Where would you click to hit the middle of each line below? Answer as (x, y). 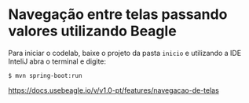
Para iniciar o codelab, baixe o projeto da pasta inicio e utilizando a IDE (125, 53)
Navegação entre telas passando (118, 15)
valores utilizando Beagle (92, 31)
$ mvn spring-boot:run (45, 75)
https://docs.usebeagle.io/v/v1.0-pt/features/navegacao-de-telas (114, 90)
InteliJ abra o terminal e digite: (57, 61)
